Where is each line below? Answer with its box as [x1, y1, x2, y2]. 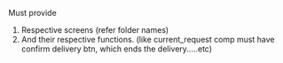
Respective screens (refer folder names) [20, 25, 169, 35]
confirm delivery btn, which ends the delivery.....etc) [20, 43, 213, 54]
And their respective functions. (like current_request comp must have [20, 35, 276, 44]
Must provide [8, 8, 57, 18]
